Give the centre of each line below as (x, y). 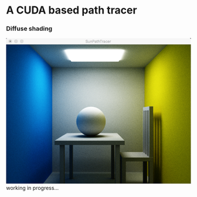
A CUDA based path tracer (72, 10)
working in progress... (33, 188)
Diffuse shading (29, 29)
